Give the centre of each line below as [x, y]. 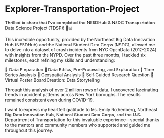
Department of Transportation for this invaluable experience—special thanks [82, 120]
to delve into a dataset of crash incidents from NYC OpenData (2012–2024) [81, 49]
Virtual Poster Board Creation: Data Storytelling [53, 80]
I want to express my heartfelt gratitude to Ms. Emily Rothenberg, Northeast [81, 109]
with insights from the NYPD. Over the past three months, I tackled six [75, 55]
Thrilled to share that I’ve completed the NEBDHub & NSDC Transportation [80, 23]
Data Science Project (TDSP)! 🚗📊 [39, 28]
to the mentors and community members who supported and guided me [78, 125]
